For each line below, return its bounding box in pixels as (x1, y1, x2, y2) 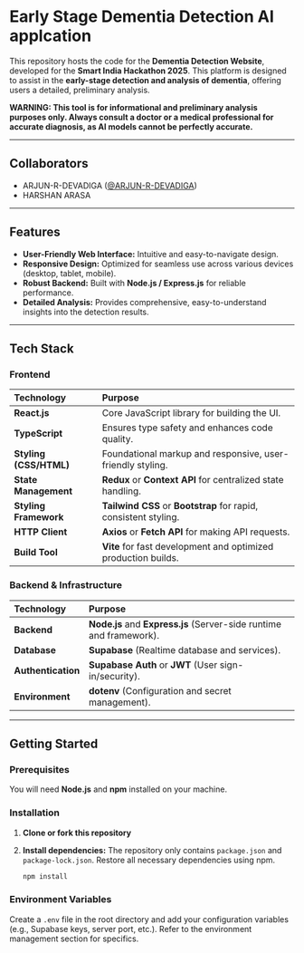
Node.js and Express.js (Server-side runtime (89, 618, 282, 631)
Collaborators (9, 156, 89, 171)
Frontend (9, 368, 51, 380)
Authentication (14, 664, 81, 677)
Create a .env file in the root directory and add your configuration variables (9, 913, 290, 925)
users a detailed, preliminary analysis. (9, 84, 151, 95)
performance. (22, 287, 74, 298)
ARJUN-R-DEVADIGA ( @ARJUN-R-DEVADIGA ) (22, 179, 197, 191)
